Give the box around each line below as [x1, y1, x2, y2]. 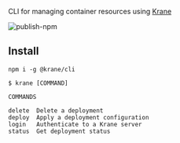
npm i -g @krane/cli [8, 65, 76, 73]
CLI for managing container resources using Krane [8, 7, 172, 16]
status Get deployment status [8, 127, 111, 135]
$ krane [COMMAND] [8, 79, 68, 87]
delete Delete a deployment [8, 106, 104, 115]
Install [8, 45, 39, 58]
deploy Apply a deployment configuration [8, 113, 149, 121]
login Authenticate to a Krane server [8, 120, 143, 128]
